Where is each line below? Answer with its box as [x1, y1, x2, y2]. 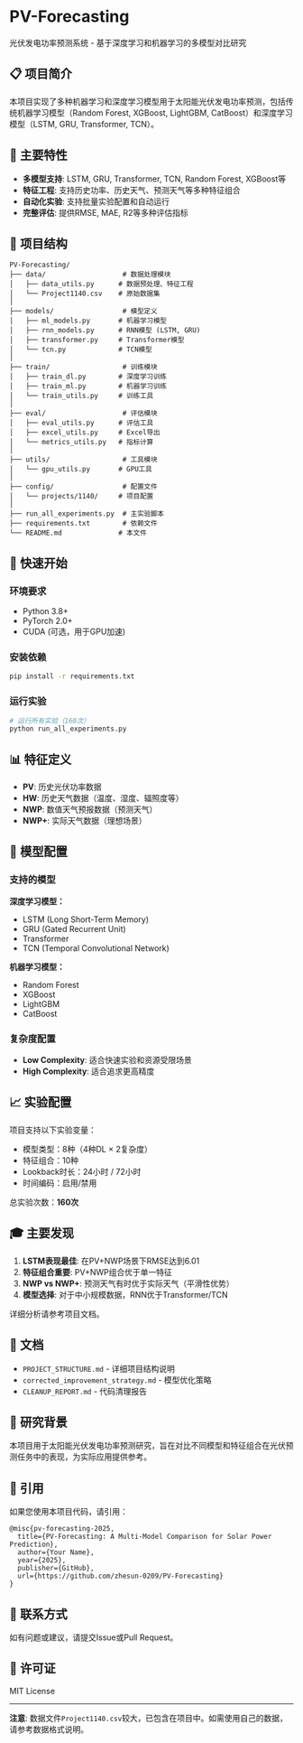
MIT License [9, 1685, 56, 1696]
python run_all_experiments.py [9, 724, 127, 733]
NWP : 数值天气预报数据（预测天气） [22, 804, 158, 815]
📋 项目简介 [9, 66, 73, 82]
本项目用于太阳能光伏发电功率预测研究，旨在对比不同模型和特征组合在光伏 [9, 1440, 286, 1451]
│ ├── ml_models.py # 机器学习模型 [9, 316, 167, 326]
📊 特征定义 [9, 751, 72, 767]
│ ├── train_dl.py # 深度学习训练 [9, 372, 167, 381]
